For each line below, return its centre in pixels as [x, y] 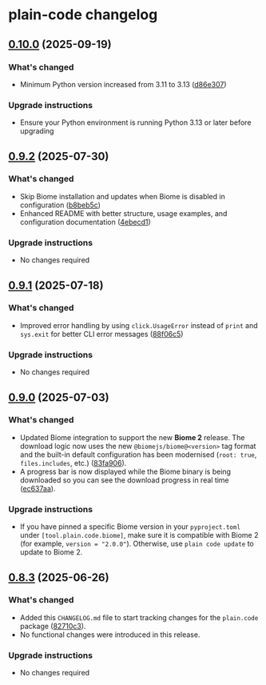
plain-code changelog [83, 15]
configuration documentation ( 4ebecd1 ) [85, 222]
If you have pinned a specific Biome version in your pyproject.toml [130, 527]
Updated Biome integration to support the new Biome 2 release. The [132, 437]
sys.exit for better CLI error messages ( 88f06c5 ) [101, 334]
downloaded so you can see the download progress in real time [124, 480]
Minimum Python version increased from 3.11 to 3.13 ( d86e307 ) [123, 84]
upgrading [37, 131]
